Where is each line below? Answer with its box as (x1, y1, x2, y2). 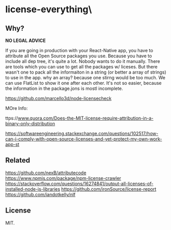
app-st (5, 142, 19, 147)
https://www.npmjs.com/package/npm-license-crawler (5, 175, 121, 181)
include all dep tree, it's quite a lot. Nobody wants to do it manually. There (5, 58, 160, 64)
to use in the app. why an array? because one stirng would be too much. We (5, 75, 166, 80)
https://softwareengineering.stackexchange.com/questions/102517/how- (5, 130, 159, 136)
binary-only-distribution (5, 121, 55, 126)
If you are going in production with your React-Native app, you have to (5, 48, 153, 53)
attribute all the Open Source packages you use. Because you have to (5, 53, 152, 59)
